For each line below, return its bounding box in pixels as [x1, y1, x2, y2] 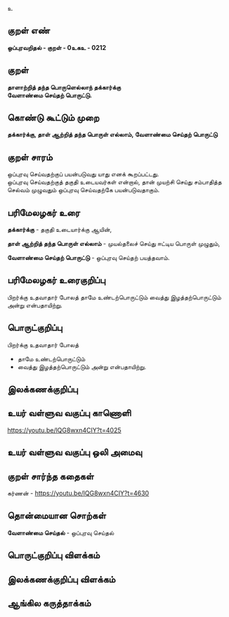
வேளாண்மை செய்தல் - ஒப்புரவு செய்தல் [7, 528, 115, 537]
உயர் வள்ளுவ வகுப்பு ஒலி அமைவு [7, 447, 143, 459]
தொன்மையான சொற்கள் [7, 510, 107, 522]
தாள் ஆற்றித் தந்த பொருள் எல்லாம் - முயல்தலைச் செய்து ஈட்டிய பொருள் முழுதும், [7, 239, 221, 248]
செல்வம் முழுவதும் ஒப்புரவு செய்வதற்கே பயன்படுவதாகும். [7, 186, 160, 194]
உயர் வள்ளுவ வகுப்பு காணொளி [7, 407, 131, 419]
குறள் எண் [7, 25, 51, 37]
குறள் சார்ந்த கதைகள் [7, 470, 94, 482]
